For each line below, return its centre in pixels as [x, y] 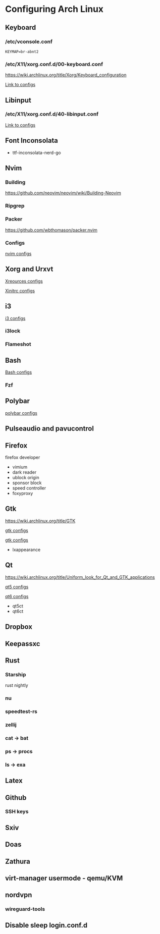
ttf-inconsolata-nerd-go [36, 153]
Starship [16, 674]
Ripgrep [15, 206]
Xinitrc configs [20, 290]
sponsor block [27, 483]
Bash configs [19, 372]
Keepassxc [23, 643]
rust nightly [17, 685]
